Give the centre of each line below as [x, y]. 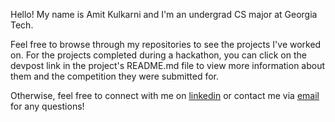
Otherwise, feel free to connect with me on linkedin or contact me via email [165, 95]
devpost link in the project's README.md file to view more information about [168, 65]
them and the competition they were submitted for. [114, 76]
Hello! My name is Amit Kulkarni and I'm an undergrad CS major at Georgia [164, 14]
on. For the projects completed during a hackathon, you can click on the [158, 55]
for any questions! [47, 106]
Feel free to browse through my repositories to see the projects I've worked [166, 44]
